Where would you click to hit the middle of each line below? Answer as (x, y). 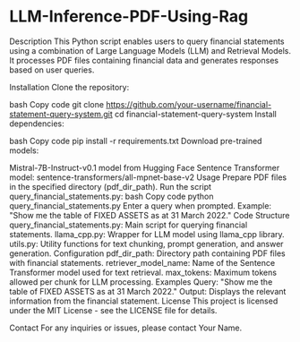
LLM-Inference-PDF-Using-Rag (129, 17)
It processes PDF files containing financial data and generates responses (144, 60)
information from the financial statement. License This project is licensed (144, 301)
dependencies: (37, 124)
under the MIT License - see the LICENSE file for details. (113, 310)
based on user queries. (52, 70)
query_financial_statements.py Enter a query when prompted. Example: (140, 205)
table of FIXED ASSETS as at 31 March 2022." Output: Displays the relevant (148, 291)
